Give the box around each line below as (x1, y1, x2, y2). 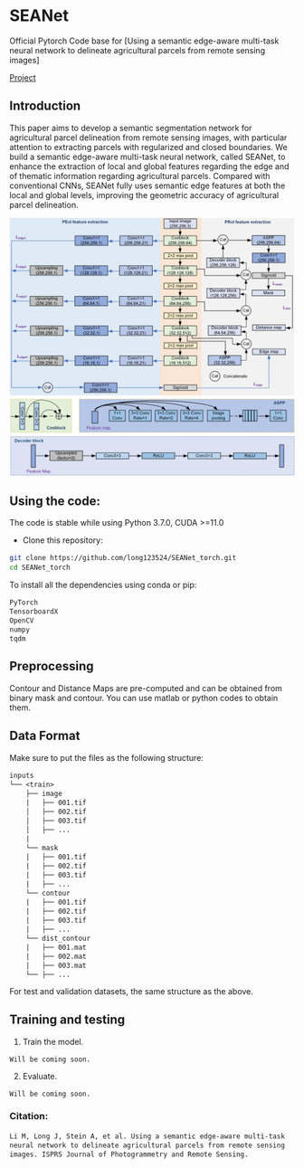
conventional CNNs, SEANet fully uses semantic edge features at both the (9, 180, 286, 191)
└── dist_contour (25, 934, 91, 943)
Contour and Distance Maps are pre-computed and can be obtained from (9, 682, 283, 693)
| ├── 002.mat (25, 952, 88, 961)
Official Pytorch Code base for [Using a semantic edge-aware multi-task (9, 35, 280, 46)
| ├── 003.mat (25, 961, 88, 970)
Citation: (9, 1110, 49, 1123)
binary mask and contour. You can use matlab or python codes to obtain (9, 692, 279, 703)
